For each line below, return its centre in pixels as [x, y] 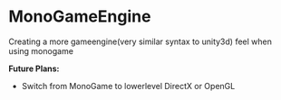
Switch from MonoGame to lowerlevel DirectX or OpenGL [128, 86]
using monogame [41, 50]
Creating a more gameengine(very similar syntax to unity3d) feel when [140, 41]
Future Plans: [34, 68]
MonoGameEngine [80, 17]
